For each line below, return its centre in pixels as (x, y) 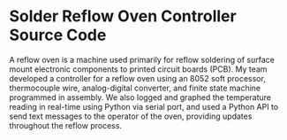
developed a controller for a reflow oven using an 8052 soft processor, (138, 78)
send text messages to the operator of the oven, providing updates (131, 116)
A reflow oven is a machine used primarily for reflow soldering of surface (142, 59)
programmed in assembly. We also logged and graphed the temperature (140, 97)
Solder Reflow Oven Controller (123, 16)
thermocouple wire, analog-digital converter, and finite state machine (135, 88)
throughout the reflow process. (65, 125)
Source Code (58, 35)
